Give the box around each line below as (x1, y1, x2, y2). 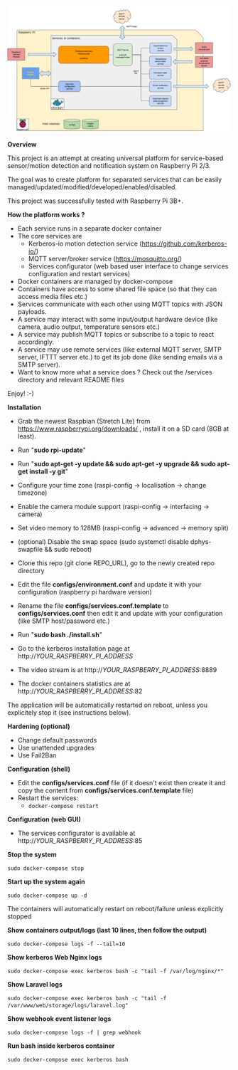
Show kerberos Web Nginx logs (7, 953, 102, 962)
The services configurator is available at (17, 829, 136, 838)
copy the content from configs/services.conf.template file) (17, 786, 194, 795)
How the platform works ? (7, 211, 85, 219)
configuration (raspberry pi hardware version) (17, 588, 153, 597)
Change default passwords (17, 736, 97, 745)
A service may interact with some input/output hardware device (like (17, 315, 218, 324)
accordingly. (17, 337, 55, 347)
